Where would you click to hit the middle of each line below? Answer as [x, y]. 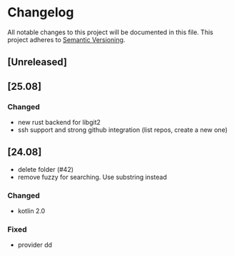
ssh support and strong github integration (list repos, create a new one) [123, 130]
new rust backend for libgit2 [59, 123]
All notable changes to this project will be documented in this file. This [111, 32]
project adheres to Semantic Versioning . [66, 39]
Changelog [41, 12]
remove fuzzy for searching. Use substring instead [92, 177]
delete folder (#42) [45, 169]
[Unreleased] [37, 62]
